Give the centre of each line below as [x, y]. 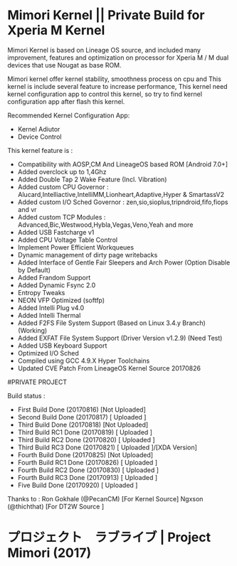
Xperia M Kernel [56, 30]
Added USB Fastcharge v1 [56, 232]
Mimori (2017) [49, 553]
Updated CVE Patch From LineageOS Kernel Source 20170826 [109, 368]
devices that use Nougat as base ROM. [65, 65]
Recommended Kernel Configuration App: [69, 115]
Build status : [26, 395]
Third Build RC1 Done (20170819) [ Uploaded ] [85, 432]
